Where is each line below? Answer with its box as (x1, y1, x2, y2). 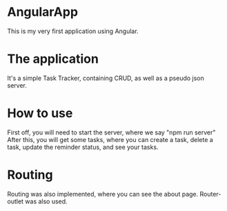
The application (7, 51, 99, 67)
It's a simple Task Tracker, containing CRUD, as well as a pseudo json (7, 74, 205, 82)
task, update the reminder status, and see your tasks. (7, 143, 159, 151)
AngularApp (7, 4, 78, 20)
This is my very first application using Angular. (7, 27, 139, 35)
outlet (7, 197, 24, 205)
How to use (7, 105, 73, 121)
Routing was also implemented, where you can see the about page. (7, 190, 199, 198)
